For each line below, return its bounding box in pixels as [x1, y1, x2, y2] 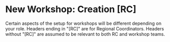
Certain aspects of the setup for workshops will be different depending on [5, 20, 162, 26]
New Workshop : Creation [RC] [5, 4, 137, 15]
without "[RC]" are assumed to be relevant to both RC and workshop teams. [5, 31, 165, 37]
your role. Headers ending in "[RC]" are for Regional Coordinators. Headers [5, 25, 164, 31]
